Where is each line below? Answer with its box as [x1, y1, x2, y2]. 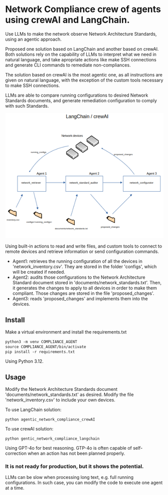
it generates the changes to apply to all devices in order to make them [12, 285, 157, 291]
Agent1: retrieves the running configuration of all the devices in [12, 258, 143, 265]
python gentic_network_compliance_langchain [5, 436, 100, 441]
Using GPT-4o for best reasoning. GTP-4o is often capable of [5, 445, 132, 451]
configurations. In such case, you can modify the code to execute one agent [5, 479, 163, 486]
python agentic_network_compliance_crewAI [5, 417, 95, 422]
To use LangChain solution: [5, 406, 62, 413]
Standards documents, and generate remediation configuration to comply [5, 97, 157, 104]
